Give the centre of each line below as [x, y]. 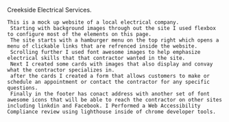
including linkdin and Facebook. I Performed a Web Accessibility [104, 106]
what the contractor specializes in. [61, 70]
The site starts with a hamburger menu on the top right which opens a [114, 40]
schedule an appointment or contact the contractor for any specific [109, 82]
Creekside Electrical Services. [49, 10]
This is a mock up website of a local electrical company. [93, 22]
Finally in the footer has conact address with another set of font [110, 94]
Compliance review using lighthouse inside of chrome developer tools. [111, 112]
